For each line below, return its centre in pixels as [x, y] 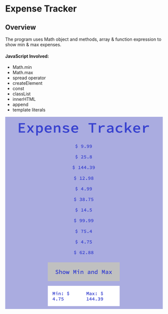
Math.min [22, 67]
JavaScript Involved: [27, 56]
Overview [21, 27]
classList [21, 94]
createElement [27, 83]
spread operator [29, 78]
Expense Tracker [41, 9]
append [20, 105]
